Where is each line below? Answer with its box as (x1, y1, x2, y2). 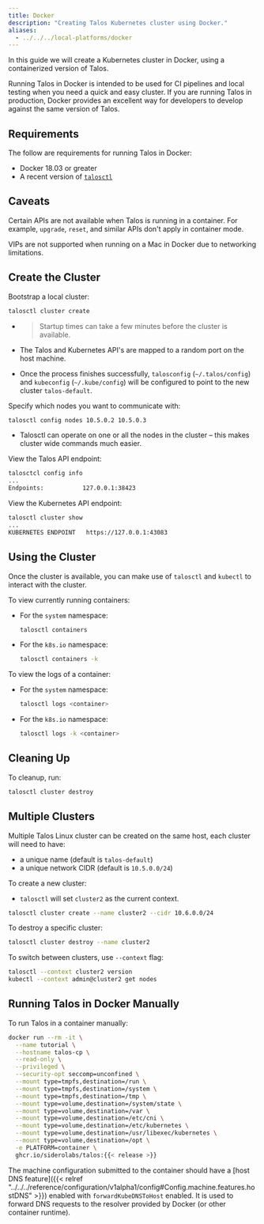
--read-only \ (15, 1056, 62, 1063)
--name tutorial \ (15, 1041, 77, 1048)
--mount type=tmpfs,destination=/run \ (15, 1078, 147, 1086)
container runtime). (8, 1207, 71, 1217)
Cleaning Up (8, 752, 70, 765)
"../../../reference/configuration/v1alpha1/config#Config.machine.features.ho (8, 1182, 255, 1192)
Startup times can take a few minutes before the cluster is (39, 321, 228, 331)
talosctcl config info (8, 470, 83, 478)
